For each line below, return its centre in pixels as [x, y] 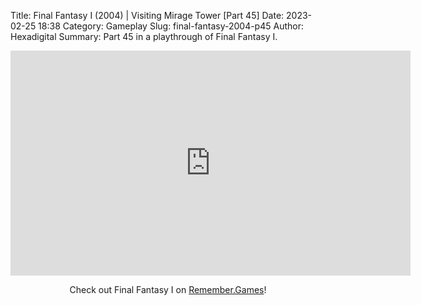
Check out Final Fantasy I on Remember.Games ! [168, 289]
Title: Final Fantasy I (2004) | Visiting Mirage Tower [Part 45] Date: [147, 15]
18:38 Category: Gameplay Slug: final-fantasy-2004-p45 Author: [171, 26]
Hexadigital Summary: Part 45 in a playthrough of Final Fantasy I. [144, 36]
